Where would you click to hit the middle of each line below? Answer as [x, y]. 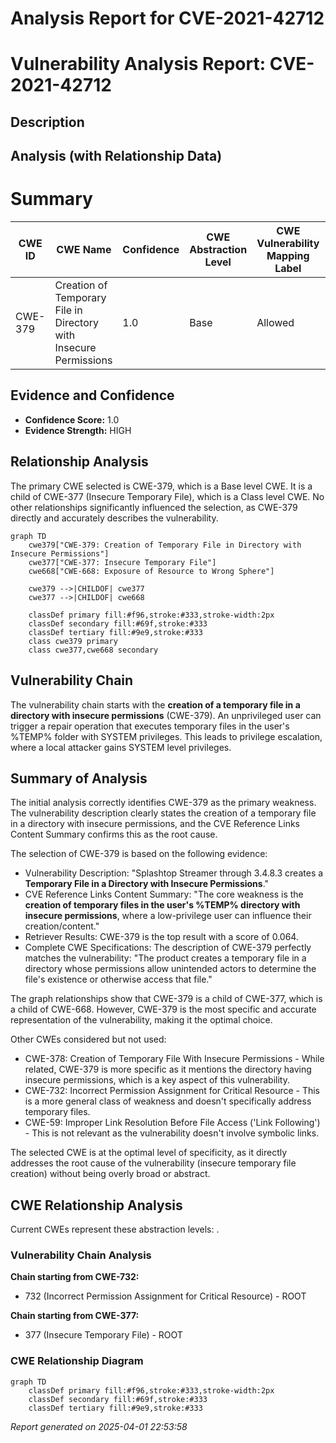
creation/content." [62, 926]
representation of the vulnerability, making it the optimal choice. [141, 1020]
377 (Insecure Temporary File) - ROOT [103, 1335]
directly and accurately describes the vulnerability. [114, 518]
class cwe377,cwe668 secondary [93, 650]
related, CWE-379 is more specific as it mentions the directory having [168, 1069]
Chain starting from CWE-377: [75, 1316]
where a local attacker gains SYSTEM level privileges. [121, 747]
